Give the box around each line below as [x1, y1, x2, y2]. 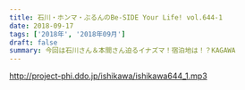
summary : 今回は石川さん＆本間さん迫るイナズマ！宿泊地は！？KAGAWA [9, 46, 236, 55]
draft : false [9, 37, 58, 47]
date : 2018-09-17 [9, 21, 74, 30]
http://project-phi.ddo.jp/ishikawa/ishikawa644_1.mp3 [9, 70, 207, 81]
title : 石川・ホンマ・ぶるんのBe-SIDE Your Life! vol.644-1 [9, 12, 224, 22]
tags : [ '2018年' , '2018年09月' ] [9, 29, 126, 38]
